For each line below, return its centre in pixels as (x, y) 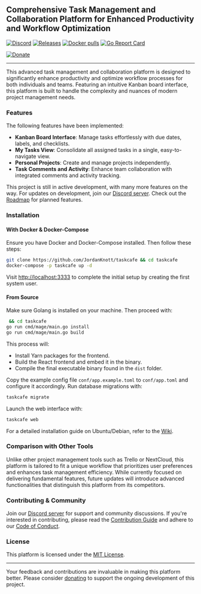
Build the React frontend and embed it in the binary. (78, 362)
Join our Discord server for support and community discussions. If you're (97, 513)
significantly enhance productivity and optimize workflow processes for (95, 78)
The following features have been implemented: (65, 126)
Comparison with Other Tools (50, 446)
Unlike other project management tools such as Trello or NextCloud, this (95, 459)
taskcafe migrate (28, 397)
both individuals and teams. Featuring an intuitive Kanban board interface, (97, 84)
